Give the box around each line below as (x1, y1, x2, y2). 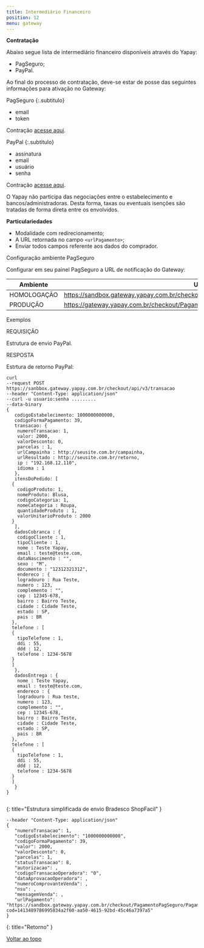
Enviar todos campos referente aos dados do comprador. (15, 242, 158, 250)
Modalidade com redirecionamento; (15, 230, 104, 237)
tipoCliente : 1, (17, 540, 61, 546)
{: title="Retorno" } (6, 924, 53, 931)
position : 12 (6, 15, 39, 21)
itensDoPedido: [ (14, 476, 59, 482)
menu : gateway (6, 20, 42, 26)
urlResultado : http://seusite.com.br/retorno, (17, 455, 140, 461)
